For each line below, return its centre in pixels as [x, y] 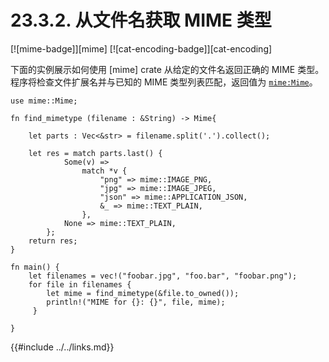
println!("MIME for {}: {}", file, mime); [136, 302]
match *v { [104, 171]
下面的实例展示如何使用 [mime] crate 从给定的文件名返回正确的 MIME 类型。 [167, 69]
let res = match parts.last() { [95, 153]
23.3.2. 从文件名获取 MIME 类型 [141, 20]
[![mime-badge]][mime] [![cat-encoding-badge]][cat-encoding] [141, 48]
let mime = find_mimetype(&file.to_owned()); [143, 293]
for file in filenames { [80, 284]
